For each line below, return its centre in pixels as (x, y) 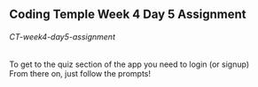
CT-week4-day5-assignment (62, 36)
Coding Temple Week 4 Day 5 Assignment (128, 14)
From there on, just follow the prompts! (80, 73)
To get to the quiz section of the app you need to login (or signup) (129, 64)
